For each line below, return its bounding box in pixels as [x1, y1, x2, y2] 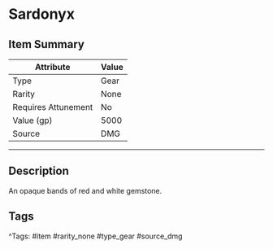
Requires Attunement [12, 102, 93, 112]
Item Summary [8, 37, 85, 51]
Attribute [35, 62, 71, 72]
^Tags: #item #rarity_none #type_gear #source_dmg [8, 231, 183, 241]
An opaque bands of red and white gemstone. [8, 186, 162, 195]
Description [8, 164, 69, 178]
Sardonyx [8, 5, 76, 24]
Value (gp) [12, 115, 53, 126]
